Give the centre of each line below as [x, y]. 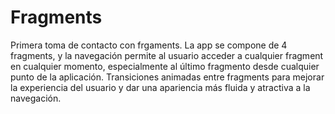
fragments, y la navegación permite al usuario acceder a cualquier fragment [167, 55]
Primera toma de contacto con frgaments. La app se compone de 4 [149, 45]
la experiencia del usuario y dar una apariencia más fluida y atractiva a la [160, 87]
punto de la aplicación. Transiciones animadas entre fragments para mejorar [167, 77]
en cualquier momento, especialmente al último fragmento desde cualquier [165, 66]
